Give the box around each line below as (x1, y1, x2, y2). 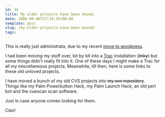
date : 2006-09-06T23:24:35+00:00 (5, 16, 74, 21)
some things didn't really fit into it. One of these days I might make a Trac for (5, 58, 160, 64)
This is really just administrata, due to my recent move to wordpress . (5, 44, 143, 49)
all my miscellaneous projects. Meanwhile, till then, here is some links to (5, 63, 151, 69)
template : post (5, 21, 36, 26)
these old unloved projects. (5, 69, 60, 74)
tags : (5, 30, 16, 35)
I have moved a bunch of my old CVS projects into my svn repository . (5, 78, 145, 84)
